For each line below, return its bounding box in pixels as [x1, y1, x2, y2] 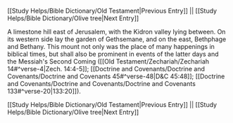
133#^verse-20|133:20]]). [7, 87, 81, 95]
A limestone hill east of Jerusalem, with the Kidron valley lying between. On [7, 28, 226, 36]
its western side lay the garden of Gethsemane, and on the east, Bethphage [7, 35, 227, 43]
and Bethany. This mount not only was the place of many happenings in [7, 43, 215, 50]
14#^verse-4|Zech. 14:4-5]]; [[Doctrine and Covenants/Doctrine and [7, 65, 206, 73]
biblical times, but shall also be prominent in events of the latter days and [7, 50, 220, 58]
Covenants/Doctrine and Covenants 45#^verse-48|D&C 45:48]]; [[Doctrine [7, 72, 225, 80]
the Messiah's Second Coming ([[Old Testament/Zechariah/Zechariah [7, 57, 210, 66]
